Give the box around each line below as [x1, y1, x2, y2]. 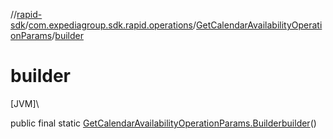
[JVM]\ [10, 97, 40, 109]
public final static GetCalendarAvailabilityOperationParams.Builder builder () [10, 117, 317, 129]
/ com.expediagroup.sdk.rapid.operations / [24, 19, 197, 31]
